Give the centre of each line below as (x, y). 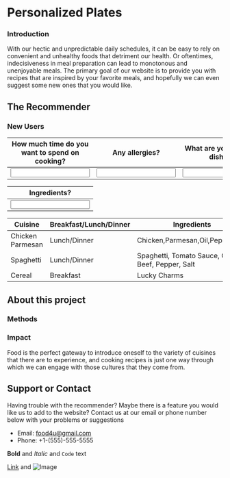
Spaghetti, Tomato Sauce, (178, 256)
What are (200, 149)
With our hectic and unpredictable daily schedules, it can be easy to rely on (114, 49)
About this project (47, 300)
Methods (22, 319)
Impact (19, 338)
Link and (19, 466)
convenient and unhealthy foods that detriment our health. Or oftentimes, (110, 56)
